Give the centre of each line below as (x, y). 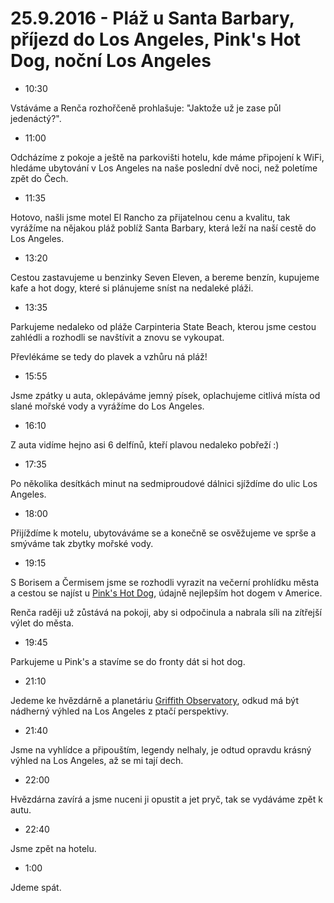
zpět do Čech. (39, 178)
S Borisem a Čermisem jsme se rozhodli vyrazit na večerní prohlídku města (165, 582)
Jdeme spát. (36, 887)
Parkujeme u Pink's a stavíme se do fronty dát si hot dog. (128, 661)
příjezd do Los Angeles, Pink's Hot (156, 39)
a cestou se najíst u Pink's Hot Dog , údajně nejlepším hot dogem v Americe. (166, 593)
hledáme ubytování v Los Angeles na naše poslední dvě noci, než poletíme (164, 168)
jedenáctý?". (36, 118)
